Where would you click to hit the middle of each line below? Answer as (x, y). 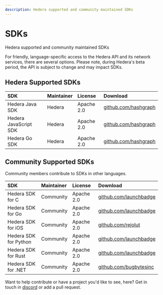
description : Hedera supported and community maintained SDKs (69, 10)
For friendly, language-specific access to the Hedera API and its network (78, 57)
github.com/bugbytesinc (126, 267)
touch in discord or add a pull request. (43, 287)
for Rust (16, 256)
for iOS (15, 228)
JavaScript (20, 124)
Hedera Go (20, 138)
